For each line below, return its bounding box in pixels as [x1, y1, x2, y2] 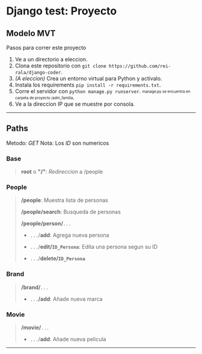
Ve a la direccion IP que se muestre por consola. [14, 100, 135, 108]
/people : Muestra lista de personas [20, 197, 108, 204]
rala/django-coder [14, 70, 61, 76]
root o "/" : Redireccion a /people [20, 168, 103, 175]
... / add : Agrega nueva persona [29, 231, 109, 239]
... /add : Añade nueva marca [29, 295, 103, 302]
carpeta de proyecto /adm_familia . [14, 94, 75, 101]
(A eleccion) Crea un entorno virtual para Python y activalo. [14, 75, 162, 82]
